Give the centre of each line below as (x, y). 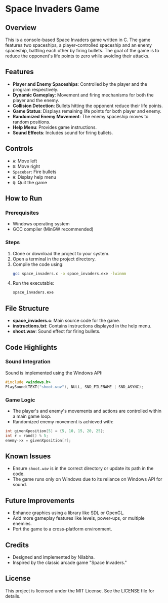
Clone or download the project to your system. (61, 253)
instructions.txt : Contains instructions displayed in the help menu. (82, 326)
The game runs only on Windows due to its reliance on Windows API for (88, 479)
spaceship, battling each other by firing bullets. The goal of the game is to (82, 51)
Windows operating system (41, 224)
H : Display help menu (34, 177)
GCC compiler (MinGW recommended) (53, 229)
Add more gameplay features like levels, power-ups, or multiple (79, 518)
